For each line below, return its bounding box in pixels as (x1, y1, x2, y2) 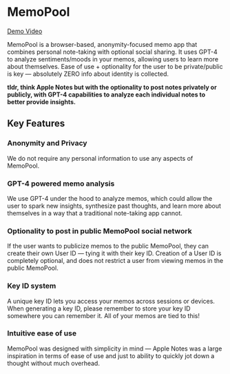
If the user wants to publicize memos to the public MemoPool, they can (7, 242, 209, 250)
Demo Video (7, 27, 43, 35)
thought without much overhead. (7, 359, 100, 367)
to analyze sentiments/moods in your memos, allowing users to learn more (7, 55, 219, 63)
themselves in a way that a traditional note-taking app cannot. (7, 208, 182, 217)
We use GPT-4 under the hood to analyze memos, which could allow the (7, 194, 213, 202)
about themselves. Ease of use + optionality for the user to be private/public (7, 62, 223, 70)
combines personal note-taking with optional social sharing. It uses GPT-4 (7, 48, 218, 56)
